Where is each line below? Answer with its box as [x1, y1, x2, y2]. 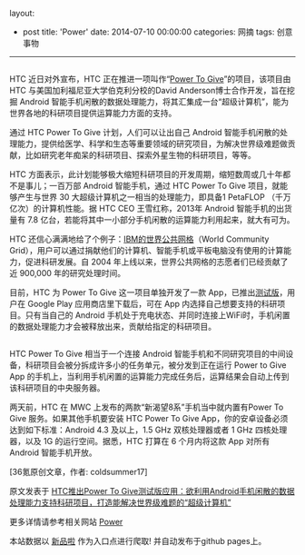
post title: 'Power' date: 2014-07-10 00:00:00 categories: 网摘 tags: [22, 26, 275, 37]
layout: [9, 8, 34, 18]
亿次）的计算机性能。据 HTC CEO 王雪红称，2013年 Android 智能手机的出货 [9, 203, 292, 213]
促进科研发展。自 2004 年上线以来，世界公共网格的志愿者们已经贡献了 [25, 256, 289, 267]
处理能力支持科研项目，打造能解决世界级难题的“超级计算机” [9, 497, 231, 508]
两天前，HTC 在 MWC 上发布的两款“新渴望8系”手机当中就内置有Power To [9, 401, 284, 412]
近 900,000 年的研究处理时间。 [9, 268, 126, 278]
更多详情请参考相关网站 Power [9, 517, 123, 527]
